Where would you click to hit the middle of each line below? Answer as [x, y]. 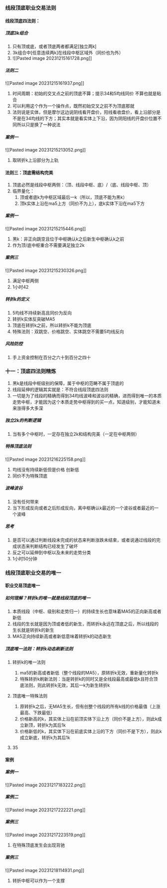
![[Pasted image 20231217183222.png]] [45, 785]
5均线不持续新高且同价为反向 [42, 313]
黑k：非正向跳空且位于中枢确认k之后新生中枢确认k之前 [68, 239]
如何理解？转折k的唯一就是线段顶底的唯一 [48, 598]
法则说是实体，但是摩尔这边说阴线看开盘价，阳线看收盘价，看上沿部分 [84, 112]
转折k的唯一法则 [29, 662]
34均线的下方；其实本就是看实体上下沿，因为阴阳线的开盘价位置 [91, 119]
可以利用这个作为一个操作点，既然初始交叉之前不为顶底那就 [73, 106]
